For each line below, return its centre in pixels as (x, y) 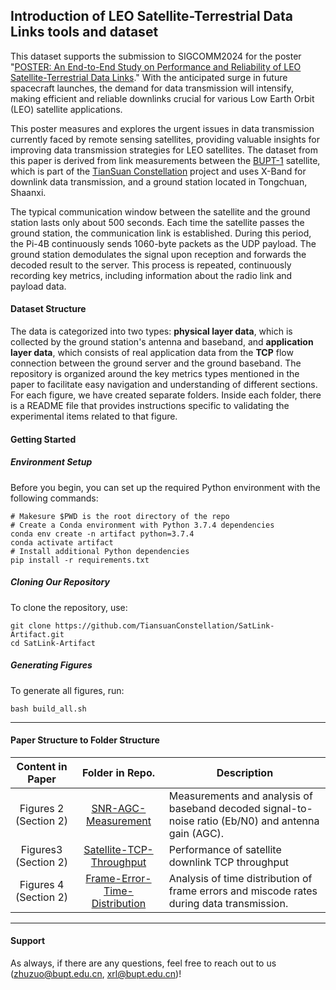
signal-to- (288, 808)
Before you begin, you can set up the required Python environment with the (165, 487)
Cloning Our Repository (60, 582)
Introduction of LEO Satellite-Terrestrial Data (151, 16)
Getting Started (43, 439)
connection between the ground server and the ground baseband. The (156, 363)
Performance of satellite (225, 849)
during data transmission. (228, 903)
